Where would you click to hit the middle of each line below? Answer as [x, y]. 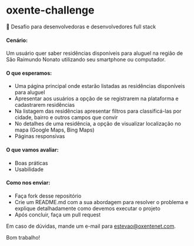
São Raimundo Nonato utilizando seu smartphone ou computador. [86, 60]
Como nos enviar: [28, 183]
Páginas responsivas [40, 136]
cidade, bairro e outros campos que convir [66, 117]
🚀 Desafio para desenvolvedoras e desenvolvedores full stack [81, 27]
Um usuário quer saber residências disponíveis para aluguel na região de [95, 53]
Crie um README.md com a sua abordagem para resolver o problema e [101, 202]
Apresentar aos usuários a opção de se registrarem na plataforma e [96, 99]
